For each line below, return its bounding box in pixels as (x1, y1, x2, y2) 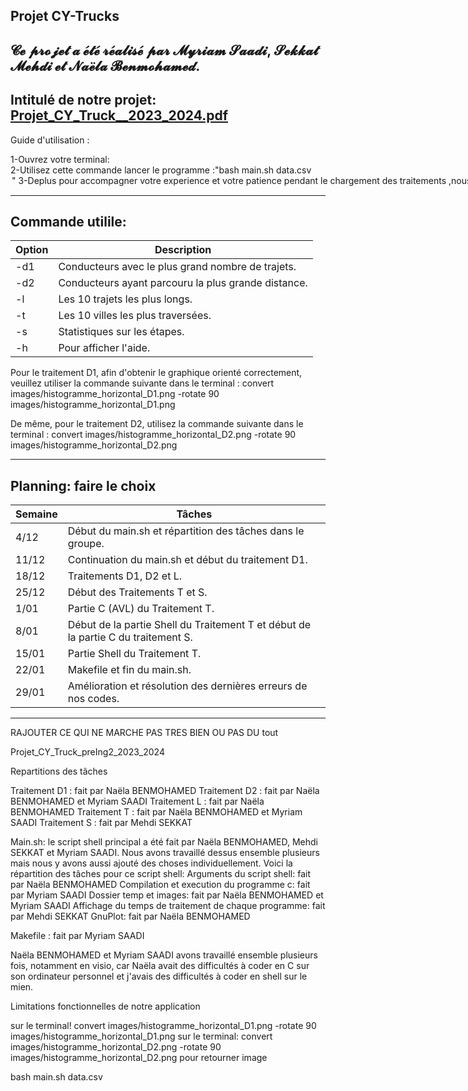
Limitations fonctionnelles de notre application (10, 1000, 201, 1013)
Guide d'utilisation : (10, 134, 90, 146)
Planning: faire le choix (10, 477, 157, 494)
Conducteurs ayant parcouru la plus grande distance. (58, 276, 308, 290)
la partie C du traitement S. (67, 630, 193, 644)
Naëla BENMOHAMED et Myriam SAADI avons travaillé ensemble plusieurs (10, 949, 318, 961)
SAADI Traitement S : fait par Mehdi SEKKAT (10, 817, 193, 829)
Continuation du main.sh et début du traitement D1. (67, 553, 308, 567)
